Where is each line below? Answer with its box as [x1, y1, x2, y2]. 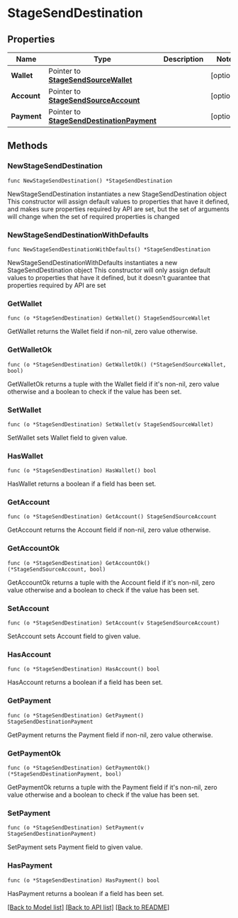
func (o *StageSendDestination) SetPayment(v [7, 824, 144, 832]
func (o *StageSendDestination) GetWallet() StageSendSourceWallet [7, 315, 211, 322]
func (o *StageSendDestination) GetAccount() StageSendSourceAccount [7, 513, 217, 520]
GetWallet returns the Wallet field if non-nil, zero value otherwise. [7, 328, 198, 336]
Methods [7, 140, 48, 152]
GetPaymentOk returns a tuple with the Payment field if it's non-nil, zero [7, 783, 217, 791]
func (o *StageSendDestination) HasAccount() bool [7, 666, 160, 673]
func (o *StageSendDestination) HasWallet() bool [7, 467, 157, 474]
